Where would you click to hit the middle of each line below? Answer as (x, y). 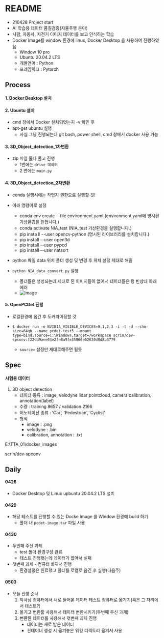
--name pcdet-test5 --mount (63, 331)
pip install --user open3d (45, 239)
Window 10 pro (35, 52)
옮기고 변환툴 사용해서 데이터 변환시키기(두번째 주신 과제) (74, 612)
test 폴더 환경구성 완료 (41, 552)
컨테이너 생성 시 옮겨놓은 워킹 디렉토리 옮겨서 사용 (74, 630)
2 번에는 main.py (36, 171)
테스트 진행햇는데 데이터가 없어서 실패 (56, 558)
